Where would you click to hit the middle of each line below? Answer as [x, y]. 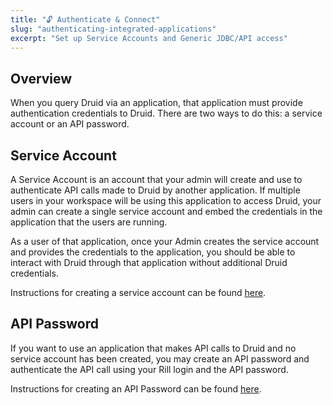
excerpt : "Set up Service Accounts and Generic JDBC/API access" [149, 38]
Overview [41, 78]
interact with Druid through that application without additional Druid [149, 262]
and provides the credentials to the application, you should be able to [153, 252]
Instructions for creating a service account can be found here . [138, 292]
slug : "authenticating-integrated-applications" [113, 29]
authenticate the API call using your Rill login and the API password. [149, 369]
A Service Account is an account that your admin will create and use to [156, 179]
